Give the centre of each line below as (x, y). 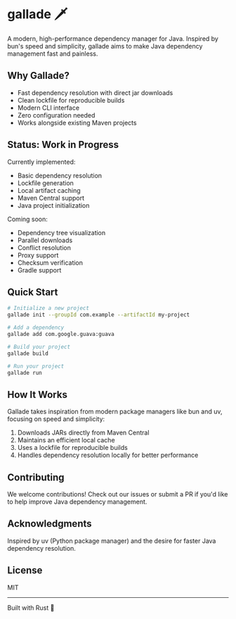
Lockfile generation (45, 183)
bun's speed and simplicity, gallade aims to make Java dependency (105, 46)
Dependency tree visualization (61, 232)
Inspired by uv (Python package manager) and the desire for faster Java (112, 541)
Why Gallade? (39, 76)
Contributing (36, 477)
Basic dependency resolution (60, 175)
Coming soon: (27, 219)
